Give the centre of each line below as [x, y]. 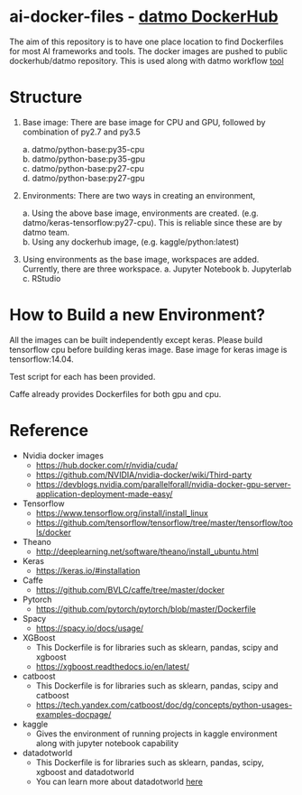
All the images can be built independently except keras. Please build [136, 339]
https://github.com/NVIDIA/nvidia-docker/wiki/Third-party [144, 475]
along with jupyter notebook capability [107, 743]
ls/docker [54, 532]
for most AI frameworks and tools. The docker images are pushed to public [149, 51]
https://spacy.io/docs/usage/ [90, 628]
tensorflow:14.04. [41, 359]
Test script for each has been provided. [82, 376]
